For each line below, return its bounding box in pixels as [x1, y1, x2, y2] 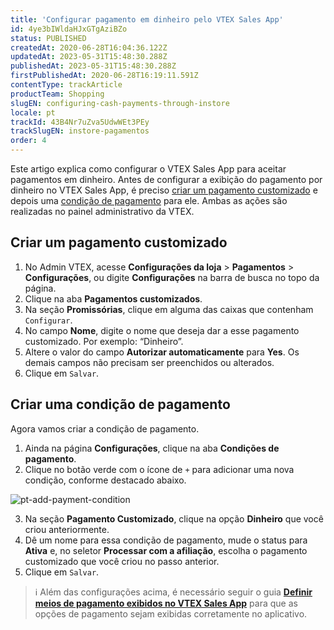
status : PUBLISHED [10, 33, 87, 43]
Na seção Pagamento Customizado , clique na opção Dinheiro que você [24, 512, 324, 525]
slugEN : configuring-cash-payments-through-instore [10, 98, 230, 108]
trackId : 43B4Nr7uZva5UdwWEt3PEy [10, 117, 150, 127]
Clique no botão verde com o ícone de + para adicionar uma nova [24, 463, 295, 475]
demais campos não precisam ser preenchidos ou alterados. [24, 356, 275, 368]
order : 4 [10, 136, 47, 146]
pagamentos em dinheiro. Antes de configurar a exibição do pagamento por [10, 174, 323, 185]
